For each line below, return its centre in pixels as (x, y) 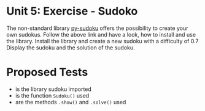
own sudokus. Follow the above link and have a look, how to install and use (101, 34)
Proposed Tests (47, 72)
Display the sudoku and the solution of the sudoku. (71, 48)
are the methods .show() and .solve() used (71, 102)
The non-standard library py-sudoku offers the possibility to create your (97, 28)
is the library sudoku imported (53, 89)
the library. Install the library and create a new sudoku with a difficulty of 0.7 (102, 41)
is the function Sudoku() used (52, 95)
